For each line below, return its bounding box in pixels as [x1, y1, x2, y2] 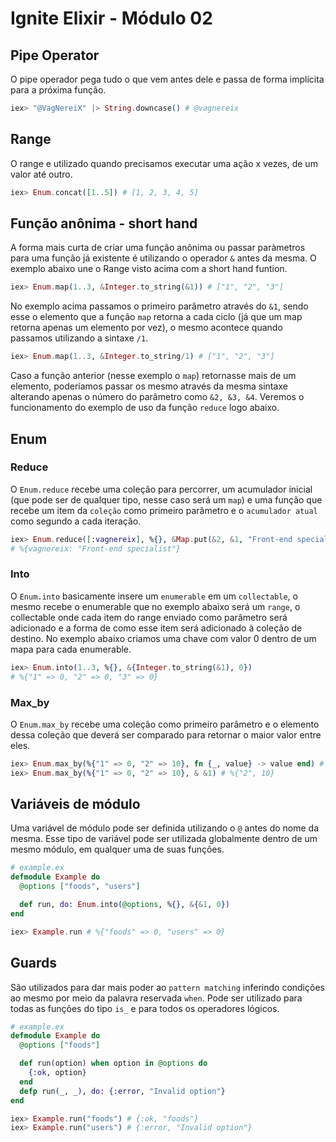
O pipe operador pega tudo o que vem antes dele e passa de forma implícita [10, 73, 325, 85]
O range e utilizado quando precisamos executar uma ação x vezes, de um [10, 157, 318, 169]
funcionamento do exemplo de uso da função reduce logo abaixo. [10, 402, 280, 414]
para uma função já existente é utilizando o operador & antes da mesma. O [10, 252, 317, 264]
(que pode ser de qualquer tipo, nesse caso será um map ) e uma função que [10, 493, 323, 506]
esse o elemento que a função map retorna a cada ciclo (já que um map [10, 311, 303, 323]
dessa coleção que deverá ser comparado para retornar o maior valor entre [10, 728, 322, 741]
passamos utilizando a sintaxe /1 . [10, 332, 149, 344]
